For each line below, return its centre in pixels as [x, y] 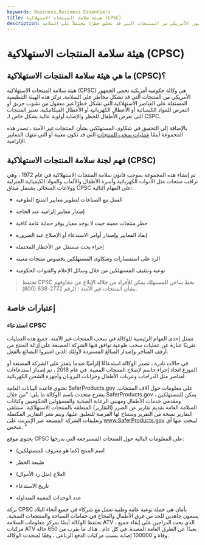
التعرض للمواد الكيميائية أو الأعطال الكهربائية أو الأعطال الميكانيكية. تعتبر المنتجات [98, 110]
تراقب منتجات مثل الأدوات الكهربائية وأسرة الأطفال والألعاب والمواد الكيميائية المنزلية [102, 181]
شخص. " [17, 426]
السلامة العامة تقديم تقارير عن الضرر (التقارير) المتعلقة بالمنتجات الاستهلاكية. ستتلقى [102, 407]
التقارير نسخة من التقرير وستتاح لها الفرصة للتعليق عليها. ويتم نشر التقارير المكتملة [100, 413]
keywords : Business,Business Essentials [59, 12]
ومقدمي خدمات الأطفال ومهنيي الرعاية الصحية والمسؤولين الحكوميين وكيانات [94, 401]
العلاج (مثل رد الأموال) [41, 474]
